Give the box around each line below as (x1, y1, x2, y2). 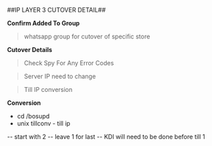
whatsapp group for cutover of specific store (23, 32, 150, 40)
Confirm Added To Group (7, 19, 80, 27)
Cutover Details (7, 46, 53, 53)
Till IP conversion (23, 86, 73, 93)
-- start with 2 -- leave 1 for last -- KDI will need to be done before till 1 (7, 133, 205, 141)
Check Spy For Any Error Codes (23, 59, 114, 67)
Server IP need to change (23, 72, 96, 80)
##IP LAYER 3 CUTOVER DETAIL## (7, 6, 106, 14)
